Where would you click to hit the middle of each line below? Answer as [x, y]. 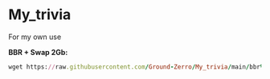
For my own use [35, 37]
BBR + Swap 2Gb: [38, 52]
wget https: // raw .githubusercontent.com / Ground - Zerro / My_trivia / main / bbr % [136, 67]
